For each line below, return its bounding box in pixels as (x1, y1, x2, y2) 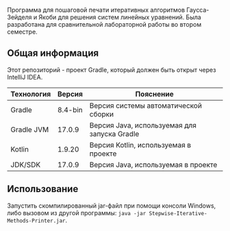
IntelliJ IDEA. (7, 73, 43, 81)
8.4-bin (57, 105, 84, 114)
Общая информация (7, 47, 99, 59)
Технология (10, 89, 51, 99)
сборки (89, 109, 114, 119)
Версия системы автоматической (89, 101, 202, 110)
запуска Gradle (89, 129, 140, 138)
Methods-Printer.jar (7, 217, 66, 224)
